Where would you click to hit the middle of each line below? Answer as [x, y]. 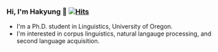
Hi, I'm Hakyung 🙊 [37, 12]
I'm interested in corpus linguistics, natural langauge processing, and [114, 34]
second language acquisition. [58, 41]
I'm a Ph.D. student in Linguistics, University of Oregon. [94, 27]
